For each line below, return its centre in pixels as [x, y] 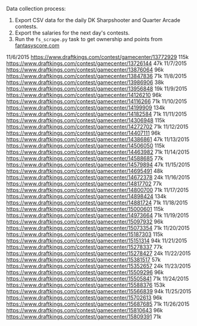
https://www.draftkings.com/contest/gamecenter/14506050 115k [86, 146]
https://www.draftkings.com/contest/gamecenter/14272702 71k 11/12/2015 [98, 127]
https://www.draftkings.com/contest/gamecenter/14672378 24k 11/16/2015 [98, 177]
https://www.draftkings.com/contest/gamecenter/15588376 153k [86, 285]
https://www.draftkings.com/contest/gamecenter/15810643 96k [84, 310]
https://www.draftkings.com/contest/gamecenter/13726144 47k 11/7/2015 [96, 63]
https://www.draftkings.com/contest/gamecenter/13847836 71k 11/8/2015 [96, 76]
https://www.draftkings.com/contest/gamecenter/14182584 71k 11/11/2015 [96, 114]
